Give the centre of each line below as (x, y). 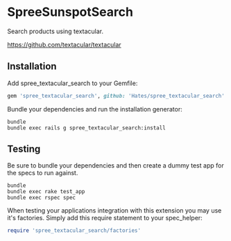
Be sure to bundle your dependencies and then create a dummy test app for (115, 166)
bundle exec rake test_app (46, 192)
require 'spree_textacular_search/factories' (74, 231)
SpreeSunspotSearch (70, 12)
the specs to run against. (43, 173)
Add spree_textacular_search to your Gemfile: (72, 83)
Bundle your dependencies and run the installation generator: (95, 109)
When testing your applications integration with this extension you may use (114, 211)
